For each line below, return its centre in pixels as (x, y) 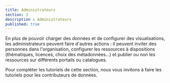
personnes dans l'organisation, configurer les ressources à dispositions (80, 49)
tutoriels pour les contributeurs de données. (51, 75)
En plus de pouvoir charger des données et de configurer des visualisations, (85, 38)
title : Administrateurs (31, 10)
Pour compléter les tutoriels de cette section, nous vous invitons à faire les (83, 70)
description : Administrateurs (38, 19)
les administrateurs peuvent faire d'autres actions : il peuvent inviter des (81, 44)
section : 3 (17, 15)
